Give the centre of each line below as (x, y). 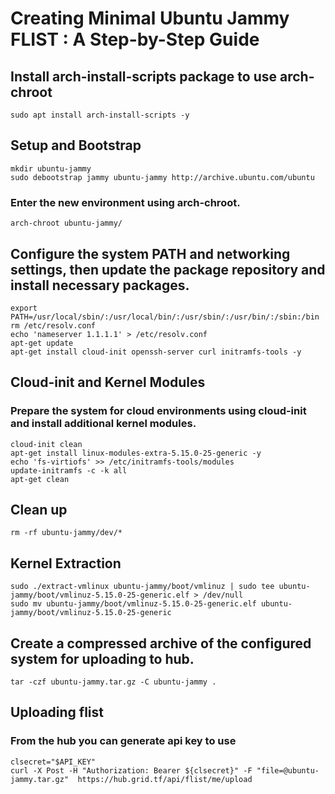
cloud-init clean (46, 444)
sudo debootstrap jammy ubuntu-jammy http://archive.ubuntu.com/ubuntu (162, 177)
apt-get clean (40, 479)
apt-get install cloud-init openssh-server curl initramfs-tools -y (156, 352)
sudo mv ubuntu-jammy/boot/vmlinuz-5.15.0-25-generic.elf (133, 604)
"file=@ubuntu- (288, 770)
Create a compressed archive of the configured (161, 643)
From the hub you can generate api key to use (123, 741)
